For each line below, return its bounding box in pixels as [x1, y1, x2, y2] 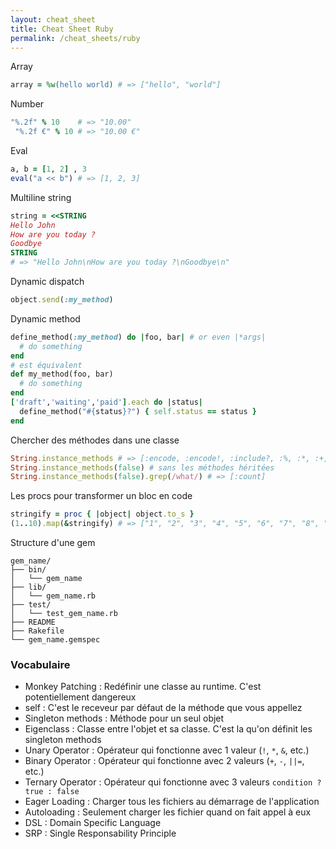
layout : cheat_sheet [10, 14, 97, 25]
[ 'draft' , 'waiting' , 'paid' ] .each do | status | [10, 397, 203, 407]
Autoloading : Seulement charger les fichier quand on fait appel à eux [24, 806, 312, 818]
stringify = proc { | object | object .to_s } [10, 509, 195, 520]
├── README [10, 617, 56, 627]
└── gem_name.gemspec [10, 635, 101, 645]
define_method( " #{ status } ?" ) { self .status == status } [19, 406, 257, 416]
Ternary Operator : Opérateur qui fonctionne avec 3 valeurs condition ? [24, 776, 322, 788]
